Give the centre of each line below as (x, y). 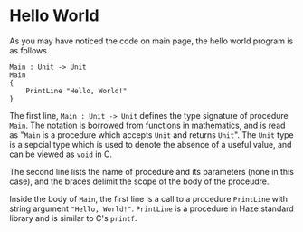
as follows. (29, 50)
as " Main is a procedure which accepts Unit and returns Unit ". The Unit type (151, 135)
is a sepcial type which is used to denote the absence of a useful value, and (151, 144)
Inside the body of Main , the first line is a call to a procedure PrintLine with (148, 198)
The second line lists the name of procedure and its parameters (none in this (151, 171)
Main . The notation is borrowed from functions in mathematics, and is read (147, 125)
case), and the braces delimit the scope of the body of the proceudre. (139, 181)
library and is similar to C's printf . (73, 217)
